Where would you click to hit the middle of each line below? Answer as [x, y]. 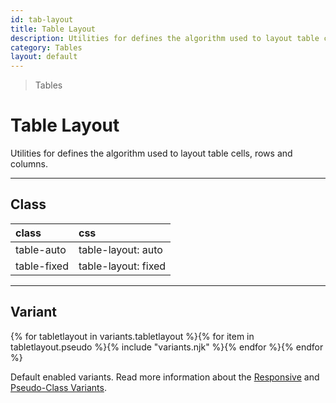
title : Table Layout [53, 29]
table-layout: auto [120, 249]
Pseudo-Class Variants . [58, 387]
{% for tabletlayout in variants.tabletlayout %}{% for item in [132, 336]
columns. [29, 164]
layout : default [44, 57]
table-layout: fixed [122, 266]
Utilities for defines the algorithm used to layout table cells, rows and [151, 153]
